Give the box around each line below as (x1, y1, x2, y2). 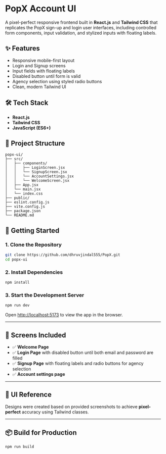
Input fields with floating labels (12, 68, 75, 74)
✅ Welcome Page (12, 344, 49, 350)
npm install (5, 280, 30, 285)
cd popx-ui (5, 257, 28, 262)
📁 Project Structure (5, 139, 65, 148)
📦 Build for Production (5, 429, 77, 437)
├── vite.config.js (5, 204, 45, 209)
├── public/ (5, 196, 30, 201)
